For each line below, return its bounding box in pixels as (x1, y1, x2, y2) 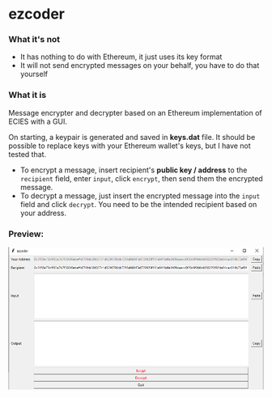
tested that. (8, 149, 47, 159)
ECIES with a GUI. (8, 116, 67, 126)
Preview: (8, 228, 45, 239)
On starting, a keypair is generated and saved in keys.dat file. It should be (8, 132, 256, 142)
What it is (8, 90, 47, 101)
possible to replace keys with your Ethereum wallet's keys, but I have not (8, 141, 251, 150)
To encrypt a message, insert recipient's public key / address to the (19, 165, 248, 175)
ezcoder (8, 5, 65, 23)
